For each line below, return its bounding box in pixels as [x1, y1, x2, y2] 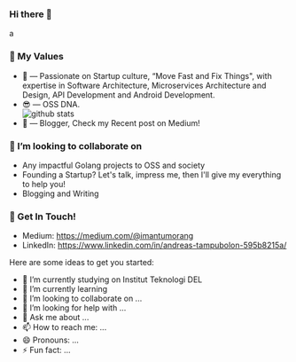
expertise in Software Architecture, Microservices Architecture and [21, 80, 267, 90]
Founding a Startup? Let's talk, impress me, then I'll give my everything [21, 169, 282, 180]
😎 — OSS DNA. [21, 98, 81, 109]
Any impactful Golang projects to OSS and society [21, 160, 206, 170]
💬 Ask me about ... [21, 312, 90, 323]
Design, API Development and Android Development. [21, 89, 215, 100]
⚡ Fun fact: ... [21, 345, 71, 356]
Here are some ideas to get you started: [9, 257, 155, 268]
